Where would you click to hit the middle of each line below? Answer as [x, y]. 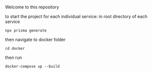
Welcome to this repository [32, 7]
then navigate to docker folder [35, 39]
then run [14, 57]
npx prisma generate [26, 31]
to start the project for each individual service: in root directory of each [76, 16]
